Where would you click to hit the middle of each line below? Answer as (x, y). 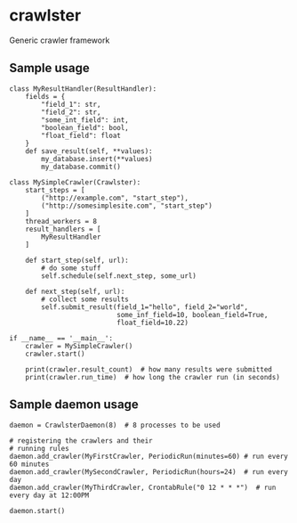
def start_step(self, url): (77, 260)
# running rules (39, 448)
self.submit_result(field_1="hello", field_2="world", (145, 307)
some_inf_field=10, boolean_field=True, (193, 315)
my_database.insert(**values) (97, 159)
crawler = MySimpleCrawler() (79, 346)
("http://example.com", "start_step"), (115, 198)
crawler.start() (56, 354)
